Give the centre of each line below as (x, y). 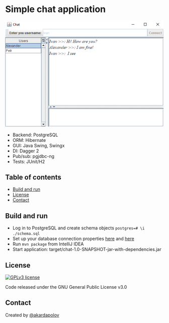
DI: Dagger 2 (26, 151)
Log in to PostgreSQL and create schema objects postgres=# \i (78, 228)
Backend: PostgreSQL (35, 135)
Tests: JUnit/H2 (29, 161)
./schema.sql (26, 234)
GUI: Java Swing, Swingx (38, 145)
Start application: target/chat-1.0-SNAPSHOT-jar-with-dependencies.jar (87, 250)
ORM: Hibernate (29, 140)
